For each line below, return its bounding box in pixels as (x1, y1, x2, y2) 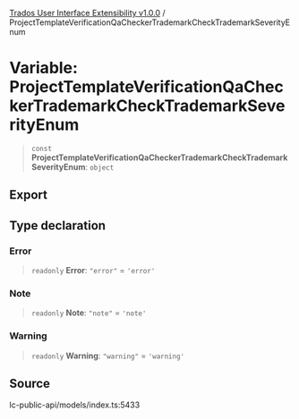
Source (9, 376, 51, 391)
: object (84, 161, 115, 172)
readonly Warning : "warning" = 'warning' (30, 350, 185, 361)
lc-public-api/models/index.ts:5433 (9, 399, 141, 410)
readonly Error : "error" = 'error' (30, 265, 156, 276)
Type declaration (9, 218, 106, 233)
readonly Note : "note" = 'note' (30, 307, 147, 318)
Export (9, 188, 47, 203)
